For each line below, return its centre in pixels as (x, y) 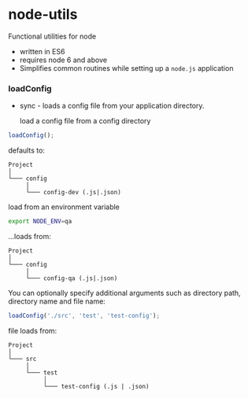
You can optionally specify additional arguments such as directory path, (125, 293)
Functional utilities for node (52, 36)
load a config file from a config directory (85, 121)
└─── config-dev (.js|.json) (74, 193)
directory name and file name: (57, 301)
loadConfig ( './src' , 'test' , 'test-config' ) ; (84, 315)
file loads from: (33, 330)
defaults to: (27, 150)
